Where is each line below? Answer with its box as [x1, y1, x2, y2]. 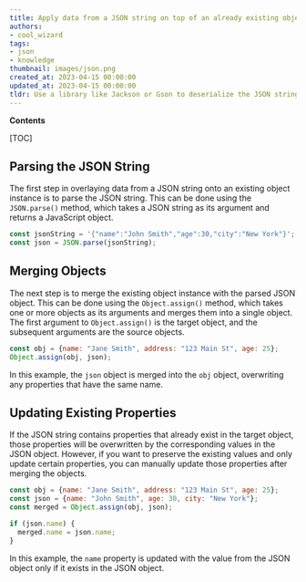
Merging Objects [9, 264, 107, 279]
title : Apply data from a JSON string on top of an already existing [9, 13, 280, 23]
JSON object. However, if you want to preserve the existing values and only [9, 449, 293, 460]
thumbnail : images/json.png [9, 65, 117, 74]
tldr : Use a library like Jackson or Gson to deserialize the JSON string [9, 89, 300, 99]
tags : [9, 38, 30, 48]
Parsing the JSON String [9, 159, 150, 174]
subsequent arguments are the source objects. [9, 326, 185, 338]
